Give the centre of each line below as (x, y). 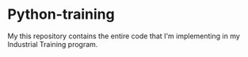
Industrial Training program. (53, 44)
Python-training (61, 14)
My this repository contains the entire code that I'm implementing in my (124, 36)
